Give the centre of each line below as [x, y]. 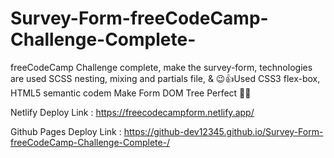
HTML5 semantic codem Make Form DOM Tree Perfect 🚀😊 [131, 93]
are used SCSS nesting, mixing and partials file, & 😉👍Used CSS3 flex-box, [165, 78]
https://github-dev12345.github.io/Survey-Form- [223, 131]
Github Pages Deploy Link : [66, 131]
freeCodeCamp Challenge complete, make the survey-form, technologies [161, 67]
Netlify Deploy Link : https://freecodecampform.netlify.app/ [132, 112]
